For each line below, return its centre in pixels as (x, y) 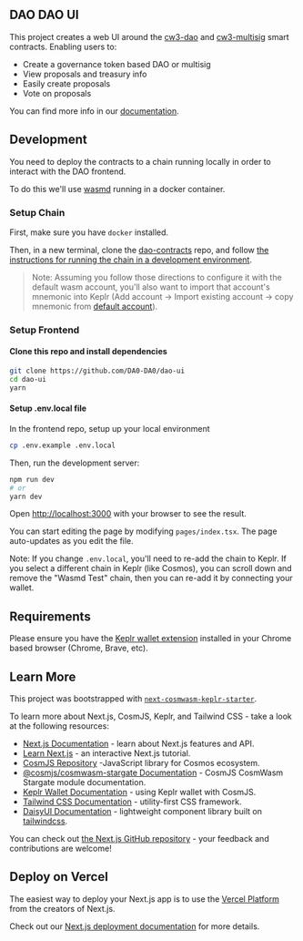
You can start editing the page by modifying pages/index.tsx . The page (143, 531)
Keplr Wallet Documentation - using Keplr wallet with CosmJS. (139, 792)
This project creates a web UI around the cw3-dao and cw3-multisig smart (149, 36)
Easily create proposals (66, 83)
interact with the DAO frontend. (68, 171)
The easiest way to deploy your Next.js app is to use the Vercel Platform (145, 899)
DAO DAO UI (44, 15)
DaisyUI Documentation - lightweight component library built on (142, 811)
